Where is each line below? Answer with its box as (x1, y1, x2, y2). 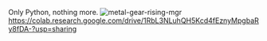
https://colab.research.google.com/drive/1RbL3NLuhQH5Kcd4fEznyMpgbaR (8, 16, 259, 25)
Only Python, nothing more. (8, 8, 99, 17)
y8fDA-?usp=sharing (8, 24, 77, 33)
